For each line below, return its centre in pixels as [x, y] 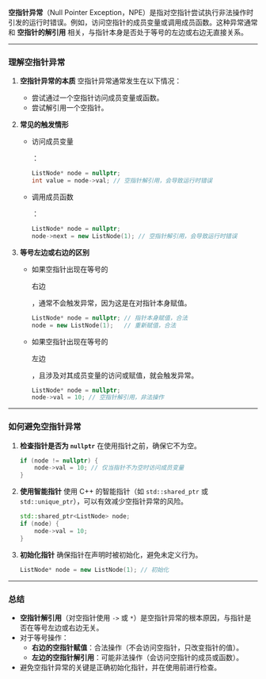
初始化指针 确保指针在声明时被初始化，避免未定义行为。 [111, 554]
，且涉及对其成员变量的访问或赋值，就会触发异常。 [115, 375]
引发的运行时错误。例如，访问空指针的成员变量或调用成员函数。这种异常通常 [133, 22]
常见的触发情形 [44, 125]
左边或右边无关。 [75, 627]
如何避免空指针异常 [45, 427]
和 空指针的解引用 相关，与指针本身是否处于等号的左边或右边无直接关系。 [128, 32]
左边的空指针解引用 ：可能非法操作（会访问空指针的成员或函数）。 [137, 657]
